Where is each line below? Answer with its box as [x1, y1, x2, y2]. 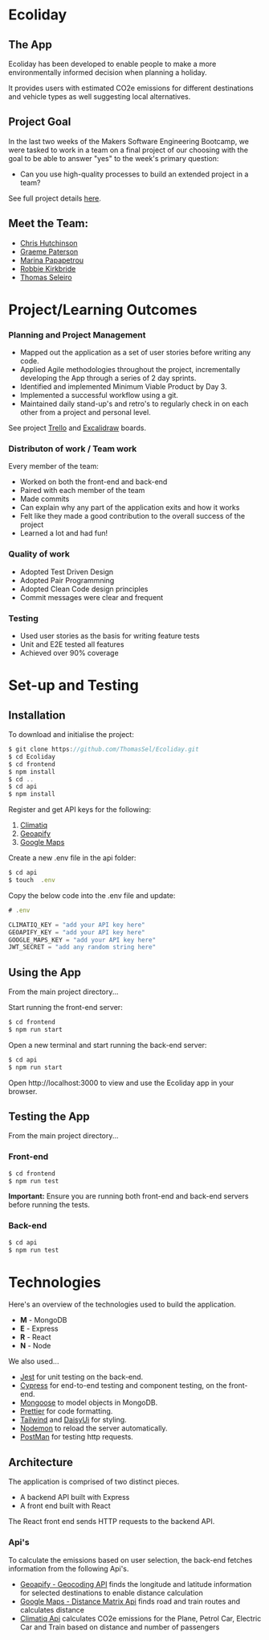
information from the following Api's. [8, 1563, 129, 1573]
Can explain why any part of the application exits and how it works [19, 503, 240, 512]
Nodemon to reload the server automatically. [19, 1423, 168, 1433]
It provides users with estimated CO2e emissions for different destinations [8, 83, 255, 93]
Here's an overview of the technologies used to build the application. [8, 1299, 237, 1310]
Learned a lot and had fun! [19, 528, 108, 538]
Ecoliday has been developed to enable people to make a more [8, 59, 217, 68]
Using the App [8, 965, 82, 979]
